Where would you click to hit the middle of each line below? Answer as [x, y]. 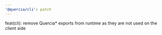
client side [15, 28]
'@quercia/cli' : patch [28, 9]
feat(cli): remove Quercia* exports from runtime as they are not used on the [81, 23]
